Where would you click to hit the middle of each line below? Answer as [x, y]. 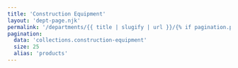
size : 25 [27, 47]
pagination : [25, 34]
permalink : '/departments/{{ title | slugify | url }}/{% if [100, 27]
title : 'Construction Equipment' [57, 14]
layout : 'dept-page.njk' [44, 21]
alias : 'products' [41, 54]
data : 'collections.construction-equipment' [80, 40]
